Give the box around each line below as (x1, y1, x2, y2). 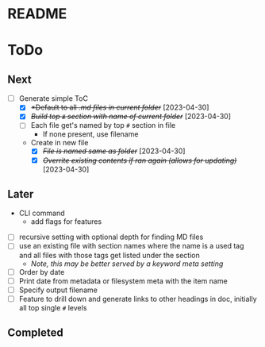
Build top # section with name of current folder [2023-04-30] (30, 112, 232, 121)
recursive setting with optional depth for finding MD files (18, 232, 204, 242)
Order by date (18, 267, 65, 276)
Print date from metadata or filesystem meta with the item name (18, 276, 228, 286)
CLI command (18, 208, 65, 218)
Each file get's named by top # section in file (30, 121, 176, 130)
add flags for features (30, 217, 102, 226)
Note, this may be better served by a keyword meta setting (30, 259, 224, 268)
